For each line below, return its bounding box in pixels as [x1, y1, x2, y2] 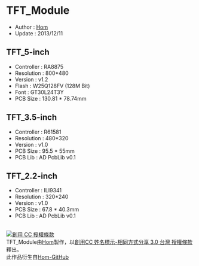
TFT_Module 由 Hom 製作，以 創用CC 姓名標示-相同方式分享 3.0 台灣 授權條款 [6, 238, 193, 246]
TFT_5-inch [6, 47, 50, 58]
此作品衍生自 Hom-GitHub [6, 253, 69, 261]
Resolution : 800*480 [14, 69, 69, 77]
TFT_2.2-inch [6, 171, 58, 181]
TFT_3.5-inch [6, 112, 57, 123]
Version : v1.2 [14, 75, 48, 83]
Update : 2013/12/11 [14, 29, 63, 37]
